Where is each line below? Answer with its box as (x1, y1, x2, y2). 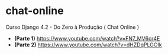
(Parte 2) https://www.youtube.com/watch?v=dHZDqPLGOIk (14, 41, 162, 48)
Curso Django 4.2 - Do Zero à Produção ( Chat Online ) (5, 23, 140, 31)
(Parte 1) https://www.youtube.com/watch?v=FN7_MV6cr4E (14, 35, 160, 42)
